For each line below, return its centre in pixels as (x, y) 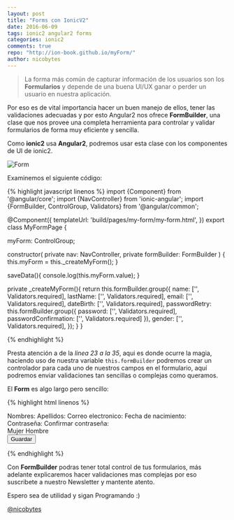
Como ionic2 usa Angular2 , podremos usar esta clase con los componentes (117, 143)
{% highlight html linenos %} (48, 402)
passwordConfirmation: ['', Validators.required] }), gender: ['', (95, 318)
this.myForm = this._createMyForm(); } (63, 261)
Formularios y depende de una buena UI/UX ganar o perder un (115, 86)
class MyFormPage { (37, 227)
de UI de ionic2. (30, 150)
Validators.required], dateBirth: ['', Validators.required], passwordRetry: (109, 303)
